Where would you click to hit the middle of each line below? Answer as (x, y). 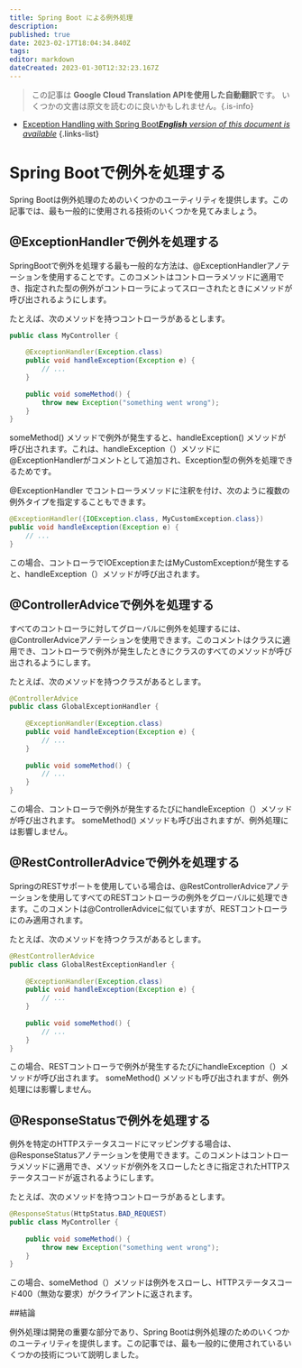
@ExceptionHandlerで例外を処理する (114, 242)
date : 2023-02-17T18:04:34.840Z (70, 43)
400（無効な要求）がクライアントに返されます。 (107, 1294)
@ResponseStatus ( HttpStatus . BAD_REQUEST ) (88, 1214)
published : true (40, 34)
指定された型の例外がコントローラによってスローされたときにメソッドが (159, 288)
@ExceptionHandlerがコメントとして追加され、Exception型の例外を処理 (143, 460)
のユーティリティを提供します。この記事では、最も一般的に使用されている (146, 1344)
